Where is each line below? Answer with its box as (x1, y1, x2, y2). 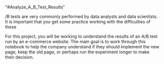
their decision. (5, 54, 34, 60)
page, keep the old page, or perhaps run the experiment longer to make (5, 49, 150, 55)
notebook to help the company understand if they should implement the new (5, 44, 160, 49)
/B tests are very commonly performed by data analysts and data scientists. (5, 14, 158, 19)
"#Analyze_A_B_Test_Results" (5, 4, 65, 10)
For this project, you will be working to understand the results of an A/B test (5, 34, 158, 39)
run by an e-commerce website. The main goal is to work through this (5, 39, 146, 44)
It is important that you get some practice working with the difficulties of (5, 19, 151, 24)
